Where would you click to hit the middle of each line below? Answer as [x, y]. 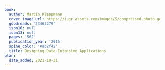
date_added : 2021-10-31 [33, 60]
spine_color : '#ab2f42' [33, 46]
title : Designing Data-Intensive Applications [58, 51]
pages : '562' [22, 37]
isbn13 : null [22, 33]
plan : [10, 55]
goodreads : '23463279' [32, 23]
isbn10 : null [22, 28]
